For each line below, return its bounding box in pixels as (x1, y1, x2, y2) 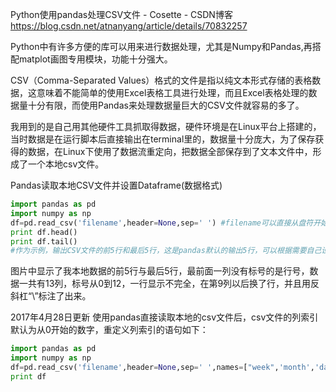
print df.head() (10, 227, 78, 237)
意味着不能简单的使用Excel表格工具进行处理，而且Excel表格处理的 (36, 87, 309, 98)
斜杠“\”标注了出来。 (10, 290, 92, 302)
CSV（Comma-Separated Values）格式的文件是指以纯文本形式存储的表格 (10, 74, 313, 86)
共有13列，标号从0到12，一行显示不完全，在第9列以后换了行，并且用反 (27, 278, 320, 290)
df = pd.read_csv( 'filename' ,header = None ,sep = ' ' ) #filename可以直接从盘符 (10, 218, 314, 228)
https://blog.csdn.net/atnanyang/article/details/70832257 (10, 20, 248, 32)
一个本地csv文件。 (27, 158, 105, 170)
